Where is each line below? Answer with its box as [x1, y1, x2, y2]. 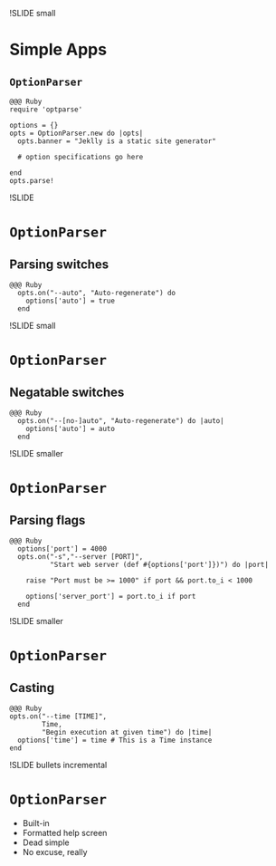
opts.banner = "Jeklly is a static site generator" [17, 137, 217, 146]
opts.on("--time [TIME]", [9, 712, 107, 721]
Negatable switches [9, 384, 125, 399]
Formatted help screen [22, 827, 108, 838]
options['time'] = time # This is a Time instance [17, 736, 213, 745]
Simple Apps [9, 40, 107, 60]
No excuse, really [22, 846, 88, 857]
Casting [9, 679, 55, 696]
